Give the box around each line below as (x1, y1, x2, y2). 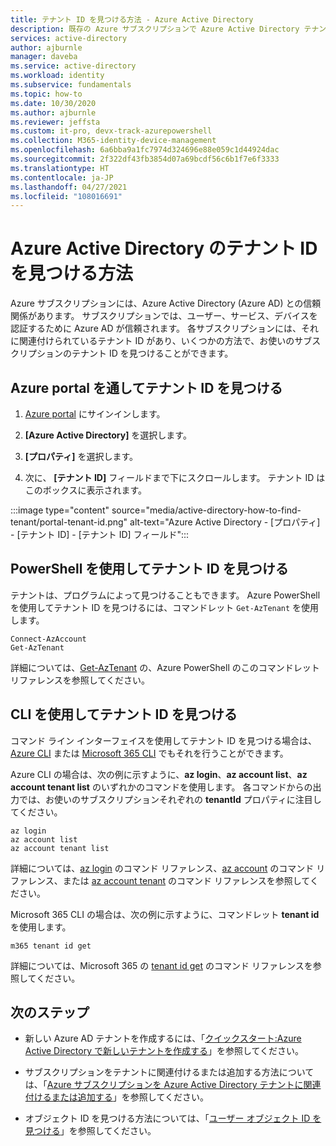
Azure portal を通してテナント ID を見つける (10, 379, 283, 396)
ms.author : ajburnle (10, 107, 97, 118)
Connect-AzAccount (10, 634, 87, 644)
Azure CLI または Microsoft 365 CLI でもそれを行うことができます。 (10, 747, 289, 759)
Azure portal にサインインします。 (24, 408, 166, 420)
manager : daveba (10, 52, 78, 62)
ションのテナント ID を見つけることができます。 (36, 347, 234, 360)
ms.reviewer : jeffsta (10, 117, 101, 127)
